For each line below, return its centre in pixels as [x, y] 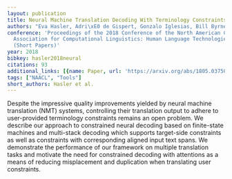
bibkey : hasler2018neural [44, 59]
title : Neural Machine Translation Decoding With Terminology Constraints [117, 20]
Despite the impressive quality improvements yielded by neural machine [109, 103]
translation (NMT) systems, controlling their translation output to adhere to [113, 111]
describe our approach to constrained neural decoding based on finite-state [116, 125]
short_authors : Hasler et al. [51, 84]
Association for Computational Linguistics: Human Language [101, 39]
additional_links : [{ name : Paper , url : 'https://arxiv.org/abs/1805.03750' [118, 71]
